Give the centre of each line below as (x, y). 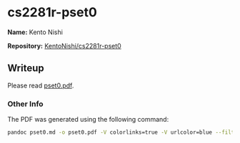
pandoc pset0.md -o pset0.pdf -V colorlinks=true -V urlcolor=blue (110, 132)
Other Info (26, 104)
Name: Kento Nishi (35, 32)
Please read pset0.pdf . (41, 85)
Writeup (26, 68)
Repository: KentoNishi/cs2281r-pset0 (64, 46)
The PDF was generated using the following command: (88, 120)
